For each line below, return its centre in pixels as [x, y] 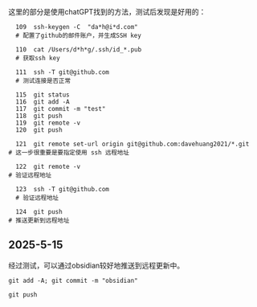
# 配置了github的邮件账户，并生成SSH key [79, 35]
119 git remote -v [48, 123]
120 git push [39, 130]
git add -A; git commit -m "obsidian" [73, 280]
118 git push [39, 116]
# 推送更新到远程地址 [39, 220]
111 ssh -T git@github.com [63, 72]
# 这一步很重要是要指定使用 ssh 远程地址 [69, 153]
